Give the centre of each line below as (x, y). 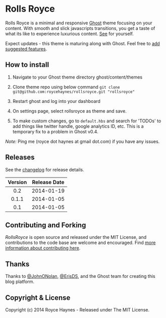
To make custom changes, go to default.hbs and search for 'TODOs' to (87, 121)
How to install (27, 65)
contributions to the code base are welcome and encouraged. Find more (80, 243)
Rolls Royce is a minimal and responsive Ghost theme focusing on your (79, 23)
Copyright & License (38, 297)
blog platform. (20, 281)
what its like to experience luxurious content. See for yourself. (69, 33)
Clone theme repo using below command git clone (66, 87)
